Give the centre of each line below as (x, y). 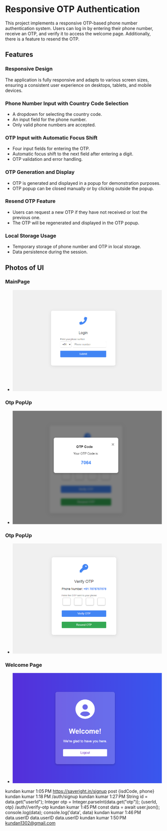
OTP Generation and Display (40, 172)
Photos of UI (25, 267)
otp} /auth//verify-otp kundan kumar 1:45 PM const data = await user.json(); (83, 807)
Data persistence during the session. (50, 252)
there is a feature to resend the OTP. (42, 39)
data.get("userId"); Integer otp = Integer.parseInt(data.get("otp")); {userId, (81, 802)
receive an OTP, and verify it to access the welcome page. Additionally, (78, 33)
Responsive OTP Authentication (73, 9)
